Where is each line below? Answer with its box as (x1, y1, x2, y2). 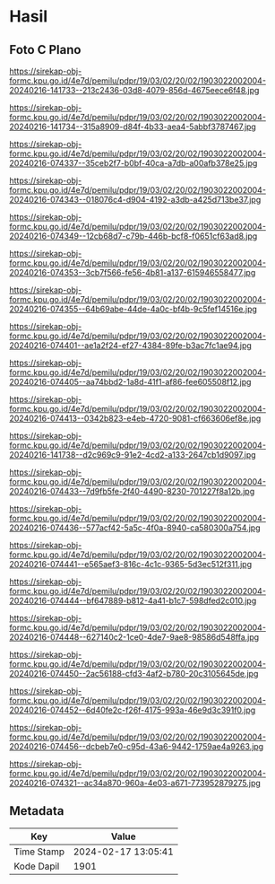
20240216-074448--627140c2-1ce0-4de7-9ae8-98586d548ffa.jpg (9, 632, 260, 643)
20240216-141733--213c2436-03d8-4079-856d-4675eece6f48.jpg (9, 85, 260, 95)
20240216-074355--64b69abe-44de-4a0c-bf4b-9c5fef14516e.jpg (9, 303, 258, 314)
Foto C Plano (9, 42, 82, 57)
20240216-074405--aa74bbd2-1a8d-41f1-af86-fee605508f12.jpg (9, 377, 252, 387)
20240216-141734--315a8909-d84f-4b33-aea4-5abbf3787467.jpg (9, 121, 257, 132)
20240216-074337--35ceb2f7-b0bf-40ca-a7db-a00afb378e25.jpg (9, 158, 258, 168)
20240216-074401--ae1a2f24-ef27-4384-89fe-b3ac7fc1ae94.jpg (9, 340, 253, 351)
